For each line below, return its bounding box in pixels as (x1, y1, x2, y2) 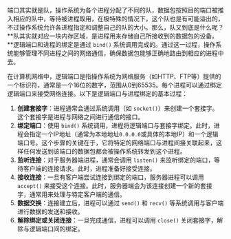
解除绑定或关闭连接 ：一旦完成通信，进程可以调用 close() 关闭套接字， (16, 216, 217, 224)
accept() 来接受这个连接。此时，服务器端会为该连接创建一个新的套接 (16, 182, 213, 189)
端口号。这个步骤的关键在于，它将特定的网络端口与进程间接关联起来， (16, 138, 217, 147)
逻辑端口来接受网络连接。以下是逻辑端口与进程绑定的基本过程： (7, 90, 188, 98)
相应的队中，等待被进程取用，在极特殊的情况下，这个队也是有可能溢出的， (12, 14, 224, 23)
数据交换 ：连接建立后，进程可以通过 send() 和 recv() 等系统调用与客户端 (16, 199, 224, 207)
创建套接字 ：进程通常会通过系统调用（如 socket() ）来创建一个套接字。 (16, 104, 219, 112)
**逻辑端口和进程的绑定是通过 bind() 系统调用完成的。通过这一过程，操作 (7, 41, 216, 48)
